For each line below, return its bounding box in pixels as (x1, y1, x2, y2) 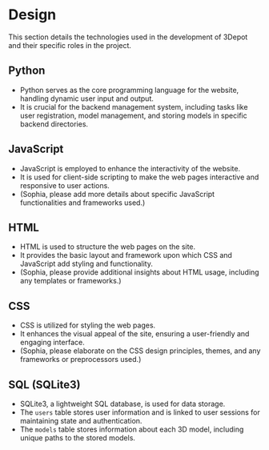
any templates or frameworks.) (19, 276, 122, 286)
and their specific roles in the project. (8, 40, 132, 50)
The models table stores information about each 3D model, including (19, 424, 244, 434)
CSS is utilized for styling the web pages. (19, 320, 156, 330)
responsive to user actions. (19, 180, 110, 190)
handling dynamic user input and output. (19, 94, 155, 103)
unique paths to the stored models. (19, 433, 136, 442)
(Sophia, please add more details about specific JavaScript (19, 189, 215, 199)
